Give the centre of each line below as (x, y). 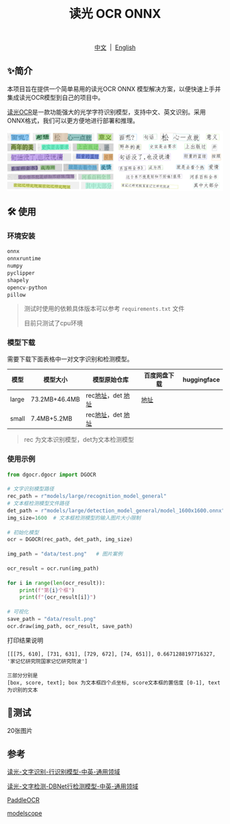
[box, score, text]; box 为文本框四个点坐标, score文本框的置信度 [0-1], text (114, 683)
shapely (18, 280)
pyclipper (21, 273)
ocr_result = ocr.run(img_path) (53, 569)
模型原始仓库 (110, 379)
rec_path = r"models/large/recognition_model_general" (87, 497)
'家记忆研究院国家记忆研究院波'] (47, 661)
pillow (16, 295)
